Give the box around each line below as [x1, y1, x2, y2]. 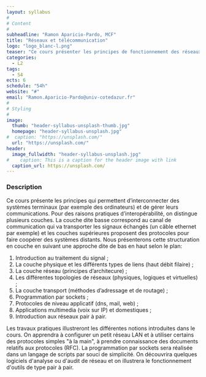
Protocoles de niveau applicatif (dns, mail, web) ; [15, 299, 139, 307]
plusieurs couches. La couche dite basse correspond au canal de [6, 216, 172, 223]
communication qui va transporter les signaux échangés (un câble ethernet [6, 223, 197, 230]
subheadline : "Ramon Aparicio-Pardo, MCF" [6, 32, 116, 38]
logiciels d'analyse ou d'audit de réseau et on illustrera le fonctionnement [6, 357, 192, 364]
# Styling [6, 105, 32, 112]
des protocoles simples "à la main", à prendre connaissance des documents [6, 337, 198, 345]
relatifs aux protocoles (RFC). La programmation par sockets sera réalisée [6, 344, 193, 351]
